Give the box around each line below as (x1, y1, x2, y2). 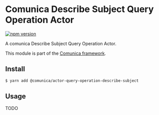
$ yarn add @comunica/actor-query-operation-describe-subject (5, 78, 139, 83)
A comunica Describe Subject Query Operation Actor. (5, 40, 117, 46)
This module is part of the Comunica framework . (5, 50, 106, 56)
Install (5, 65, 25, 73)
